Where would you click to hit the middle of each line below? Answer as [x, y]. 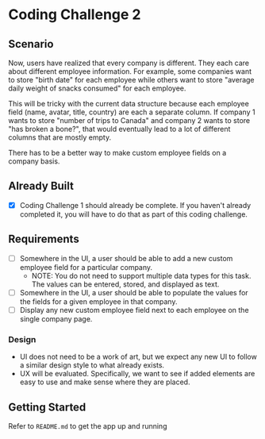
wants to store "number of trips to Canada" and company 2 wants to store [129, 120]
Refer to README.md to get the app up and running [88, 426]
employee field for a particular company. [86, 267]
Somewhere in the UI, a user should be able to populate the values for [134, 292]
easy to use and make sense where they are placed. [105, 382]
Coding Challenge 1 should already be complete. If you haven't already [135, 205]
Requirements [44, 239]
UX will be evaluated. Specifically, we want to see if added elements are [137, 374]
